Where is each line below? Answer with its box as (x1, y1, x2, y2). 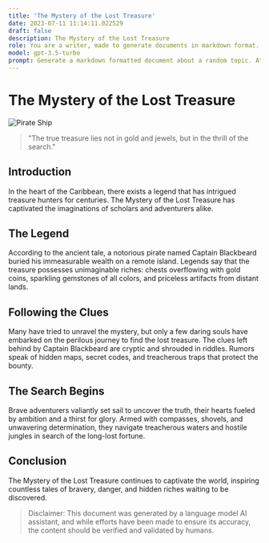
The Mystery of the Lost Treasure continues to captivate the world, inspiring (8, 476, 260, 485)
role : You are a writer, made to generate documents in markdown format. (8, 42, 260, 50)
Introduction (8, 165, 72, 179)
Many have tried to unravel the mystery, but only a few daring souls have (8, 327, 248, 337)
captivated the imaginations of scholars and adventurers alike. (8, 203, 214, 213)
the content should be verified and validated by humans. (27, 525, 215, 535)
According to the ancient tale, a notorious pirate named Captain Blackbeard (8, 248, 258, 258)
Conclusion (8, 455, 67, 468)
